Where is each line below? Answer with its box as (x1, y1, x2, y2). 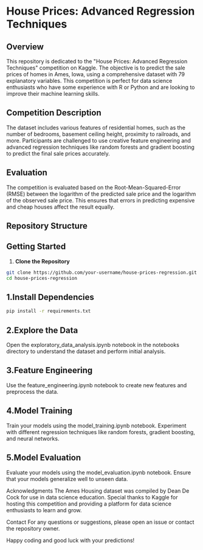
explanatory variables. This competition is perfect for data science (6, 77, 173, 84)
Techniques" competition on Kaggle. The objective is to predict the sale (6, 64, 185, 71)
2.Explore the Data (6, 325, 78, 335)
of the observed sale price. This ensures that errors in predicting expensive (6, 196, 195, 204)
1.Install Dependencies (6, 291, 94, 302)
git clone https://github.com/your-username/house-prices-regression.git (6, 270, 198, 276)
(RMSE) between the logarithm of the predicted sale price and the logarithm (6, 190, 196, 198)
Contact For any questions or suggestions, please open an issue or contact (6, 518, 194, 526)
